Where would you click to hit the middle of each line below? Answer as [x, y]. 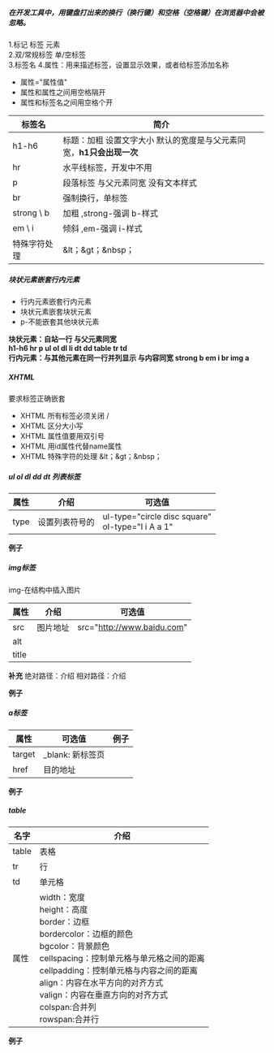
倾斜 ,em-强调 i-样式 [103, 228]
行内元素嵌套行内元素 [56, 301]
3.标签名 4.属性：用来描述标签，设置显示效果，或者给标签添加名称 [119, 64]
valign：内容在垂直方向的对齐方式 [104, 994]
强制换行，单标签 [95, 197]
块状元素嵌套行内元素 [44, 279]
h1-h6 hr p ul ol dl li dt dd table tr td [68, 348]
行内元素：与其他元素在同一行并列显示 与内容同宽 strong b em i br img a [129, 357]
